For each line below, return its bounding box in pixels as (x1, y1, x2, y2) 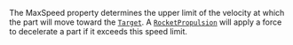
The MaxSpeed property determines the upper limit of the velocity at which (9, 8, 285, 18)
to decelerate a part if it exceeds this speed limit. (9, 26, 188, 36)
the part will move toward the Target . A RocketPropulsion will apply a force (9, 17, 282, 27)
